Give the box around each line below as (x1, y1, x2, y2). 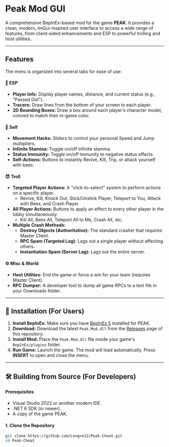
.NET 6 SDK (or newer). (12, 405, 61, 411)
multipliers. (12, 140, 36, 146)
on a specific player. (12, 190, 55, 196)
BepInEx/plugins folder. (12, 342, 61, 348)
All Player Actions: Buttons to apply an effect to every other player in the (12, 206, 164, 212)
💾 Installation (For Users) (5, 307, 84, 315)
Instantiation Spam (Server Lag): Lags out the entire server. (20, 249, 145, 255)
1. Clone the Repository (5, 422, 55, 428)
